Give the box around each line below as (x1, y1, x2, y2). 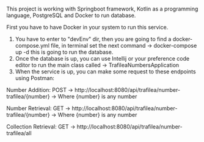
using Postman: (15, 75, 55, 81)
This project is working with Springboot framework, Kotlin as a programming (6, 6, 199, 12)
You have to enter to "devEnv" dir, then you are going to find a (15, 35, 172, 42)
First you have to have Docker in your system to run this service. (6, 24, 169, 31)
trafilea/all (6, 130, 32, 136)
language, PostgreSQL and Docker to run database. (6, 12, 136, 19)
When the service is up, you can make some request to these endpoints (15, 68, 197, 75)
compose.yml (15, 42, 50, 49)
